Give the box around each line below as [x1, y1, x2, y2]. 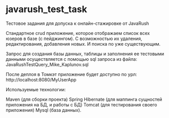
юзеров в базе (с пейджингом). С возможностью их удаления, [6, 35, 143, 42]
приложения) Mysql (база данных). [6, 107, 82, 113]
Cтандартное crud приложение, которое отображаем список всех [6, 30, 150, 36]
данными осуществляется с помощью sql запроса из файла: [6, 56, 138, 62]
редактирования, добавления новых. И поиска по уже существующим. [6, 41, 161, 47]
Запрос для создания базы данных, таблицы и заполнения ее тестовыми [6, 51, 164, 57]
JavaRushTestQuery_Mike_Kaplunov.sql [6, 61, 89, 67]
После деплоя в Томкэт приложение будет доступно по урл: [6, 71, 138, 77]
